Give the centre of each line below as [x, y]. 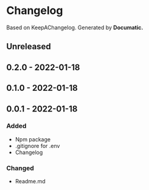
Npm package [33, 139]
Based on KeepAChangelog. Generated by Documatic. [75, 27]
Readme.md [30, 181]
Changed [20, 168]
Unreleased [29, 47]
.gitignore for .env [37, 146]
